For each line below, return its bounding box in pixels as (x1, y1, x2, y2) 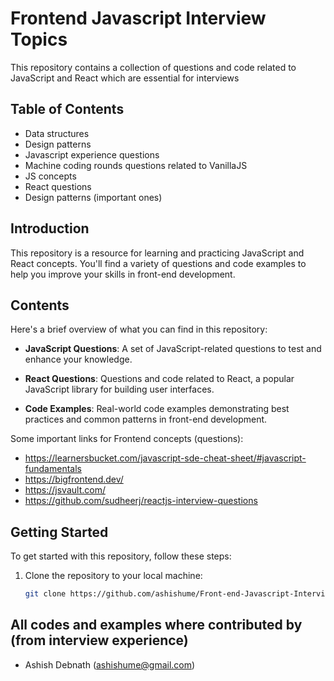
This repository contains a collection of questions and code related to (10, 61, 297, 73)
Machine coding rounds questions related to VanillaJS (24, 159, 248, 171)
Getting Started (10, 523, 109, 541)
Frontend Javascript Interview (10, 7, 267, 30)
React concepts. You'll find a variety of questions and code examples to (10, 257, 307, 269)
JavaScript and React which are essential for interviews (10, 72, 240, 84)
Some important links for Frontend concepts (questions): (10, 433, 244, 445)
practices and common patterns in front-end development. (24, 413, 268, 426)
